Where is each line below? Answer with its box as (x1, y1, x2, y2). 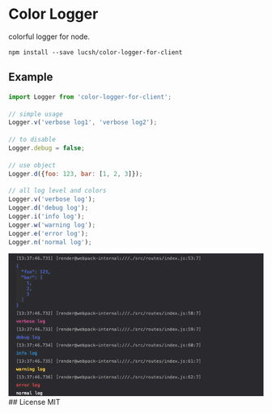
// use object (8, 161, 57, 169)
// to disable (8, 135, 57, 144)
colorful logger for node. (8, 32, 91, 41)
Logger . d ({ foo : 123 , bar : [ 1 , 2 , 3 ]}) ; (8, 169, 143, 178)
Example (8, 70, 53, 84)
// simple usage (8, 110, 63, 118)
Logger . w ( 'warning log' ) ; (8, 220, 96, 229)
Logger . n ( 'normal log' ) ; (8, 238, 92, 246)
